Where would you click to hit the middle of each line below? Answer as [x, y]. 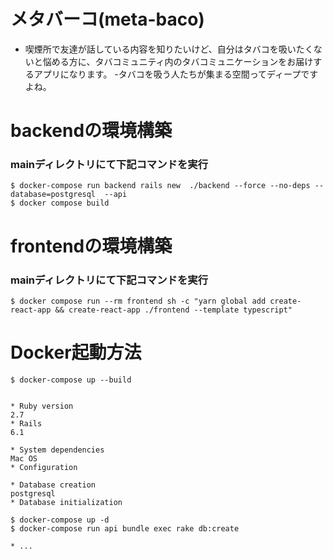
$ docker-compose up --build [71, 380]
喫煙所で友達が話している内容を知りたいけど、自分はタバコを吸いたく [169, 49]
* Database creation [53, 485]
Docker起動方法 [76, 352]
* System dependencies [57, 450]
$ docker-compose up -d [60, 520]
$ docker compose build [60, 203]
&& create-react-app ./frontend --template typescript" [173, 310]
